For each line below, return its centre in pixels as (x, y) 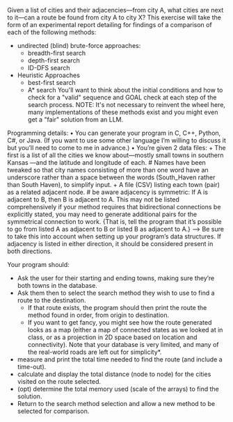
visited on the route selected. (59, 381)
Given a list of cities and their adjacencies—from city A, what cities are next (115, 10)
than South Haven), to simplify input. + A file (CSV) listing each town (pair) (114, 185)
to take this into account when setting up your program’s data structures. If (114, 236)
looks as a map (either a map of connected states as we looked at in (125, 330)
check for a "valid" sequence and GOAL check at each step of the (122, 97)
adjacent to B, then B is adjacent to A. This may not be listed (93, 200)
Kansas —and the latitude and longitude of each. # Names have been (107, 162)
